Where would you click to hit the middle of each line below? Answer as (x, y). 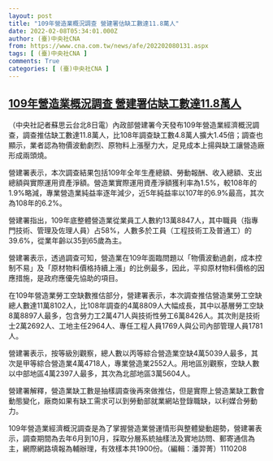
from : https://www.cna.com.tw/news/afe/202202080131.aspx (108, 46)
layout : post (30, 16)
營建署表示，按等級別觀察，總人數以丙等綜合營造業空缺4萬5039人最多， (130, 353)
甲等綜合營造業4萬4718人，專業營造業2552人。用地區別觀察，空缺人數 (141, 363)
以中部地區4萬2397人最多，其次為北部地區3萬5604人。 (102, 373)
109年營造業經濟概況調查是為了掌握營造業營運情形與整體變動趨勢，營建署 (132, 428)
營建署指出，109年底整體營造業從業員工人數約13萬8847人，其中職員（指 (130, 220)
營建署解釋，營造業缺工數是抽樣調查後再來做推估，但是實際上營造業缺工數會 (136, 390)
